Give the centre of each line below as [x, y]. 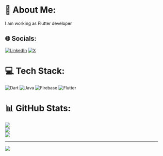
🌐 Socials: [21, 39]
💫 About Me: [31, 10]
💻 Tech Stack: [35, 71]
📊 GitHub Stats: [38, 108]
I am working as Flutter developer [39, 23]
